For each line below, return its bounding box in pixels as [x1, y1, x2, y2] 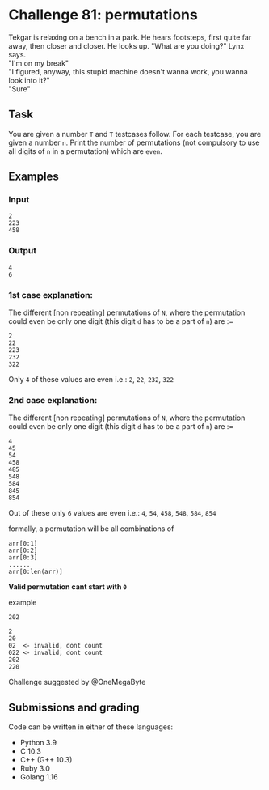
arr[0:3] [8, 554, 38, 562]
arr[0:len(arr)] [8, 568, 63, 576]
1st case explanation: [8, 289, 94, 300]
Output [8, 245, 37, 257]
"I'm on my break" [8, 58, 69, 68]
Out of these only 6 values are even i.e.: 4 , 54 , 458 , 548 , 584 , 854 [8, 508, 216, 518]
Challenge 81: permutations [8, 6, 198, 24]
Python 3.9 [19, 738, 57, 748]
